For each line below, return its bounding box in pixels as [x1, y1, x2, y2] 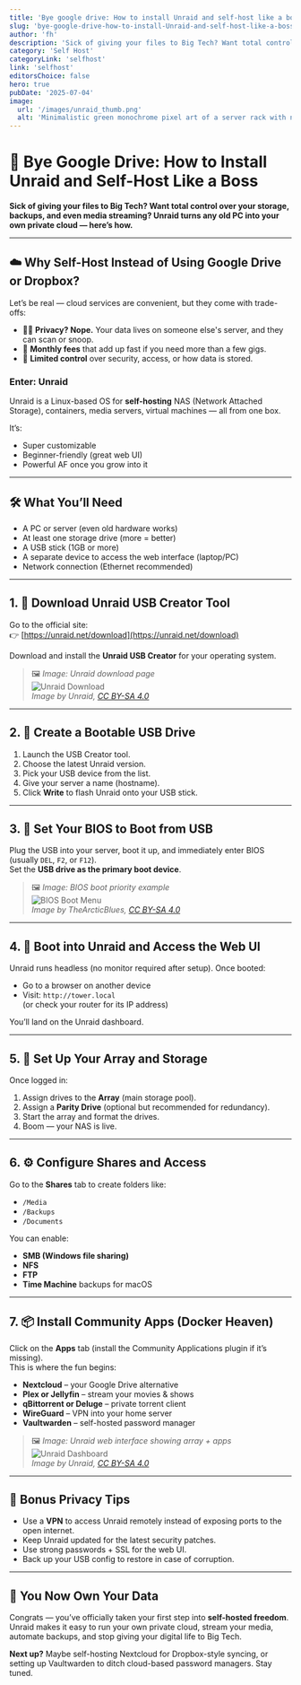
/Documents [21, 1217, 64, 1226]
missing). [9, 1352, 43, 1363]
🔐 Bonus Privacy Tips [9, 1492, 131, 1507]
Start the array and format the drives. [21, 1112, 159, 1122]
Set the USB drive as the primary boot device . [9, 864, 182, 875]
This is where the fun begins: [9, 1361, 116, 1373]
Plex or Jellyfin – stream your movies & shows [21, 1388, 194, 1400]
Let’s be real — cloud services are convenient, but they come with [9, 297, 254, 308]
